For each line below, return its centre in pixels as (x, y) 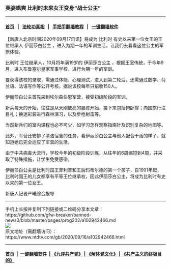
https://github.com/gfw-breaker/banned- (48, 215)
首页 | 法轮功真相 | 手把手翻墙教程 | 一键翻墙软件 (62, 26)
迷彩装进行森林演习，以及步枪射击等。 (63, 114)
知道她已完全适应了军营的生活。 (39, 142)
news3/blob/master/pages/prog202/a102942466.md (61, 220)
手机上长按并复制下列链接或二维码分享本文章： (54, 209)
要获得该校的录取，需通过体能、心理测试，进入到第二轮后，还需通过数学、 (83, 79)
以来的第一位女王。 (25, 183)
